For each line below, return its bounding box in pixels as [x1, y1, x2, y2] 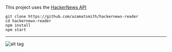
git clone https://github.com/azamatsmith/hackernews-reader [5, 14, 139, 19]
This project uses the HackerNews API [5, 5, 87, 10]
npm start [5, 27, 27, 32]
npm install [5, 23, 31, 28]
